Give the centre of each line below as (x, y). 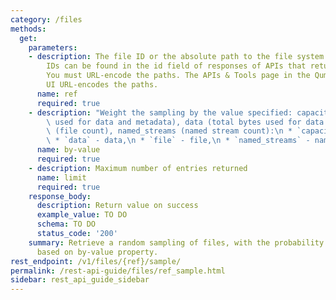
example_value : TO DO (82, 215)
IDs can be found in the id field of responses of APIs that (176, 66)
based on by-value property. (97, 252)
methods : (28, 29)
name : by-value (68, 150)
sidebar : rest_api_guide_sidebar (80, 280)
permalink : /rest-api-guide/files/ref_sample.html (118, 271)
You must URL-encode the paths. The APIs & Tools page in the (178, 76)
